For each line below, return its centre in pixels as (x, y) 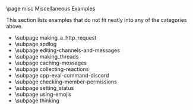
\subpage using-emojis (43, 94)
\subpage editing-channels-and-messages (67, 50)
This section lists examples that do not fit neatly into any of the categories (96, 20)
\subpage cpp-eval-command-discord (62, 75)
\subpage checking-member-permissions (66, 82)
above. (15, 26)
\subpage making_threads (47, 56)
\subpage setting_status (44, 88)
